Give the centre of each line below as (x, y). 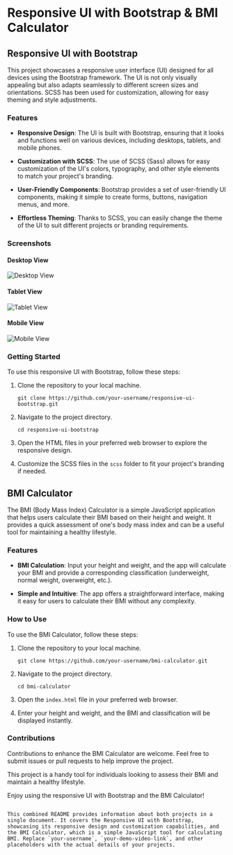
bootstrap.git (38, 404)
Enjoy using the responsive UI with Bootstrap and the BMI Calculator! (106, 795)
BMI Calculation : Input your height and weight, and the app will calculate (122, 566)
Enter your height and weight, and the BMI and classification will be (114, 713)
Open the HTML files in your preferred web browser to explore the (112, 443)
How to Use (27, 619)
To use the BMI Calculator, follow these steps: (73, 634)
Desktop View (28, 260)
